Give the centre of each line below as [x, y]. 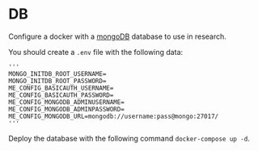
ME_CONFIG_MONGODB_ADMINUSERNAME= [67, 102]
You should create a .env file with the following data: [96, 52]
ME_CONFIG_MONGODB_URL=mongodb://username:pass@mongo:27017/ [114, 116]
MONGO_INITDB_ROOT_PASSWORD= [57, 81]
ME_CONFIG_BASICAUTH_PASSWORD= [61, 95]
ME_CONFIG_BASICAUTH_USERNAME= [61, 88]
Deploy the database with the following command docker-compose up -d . [129, 138]
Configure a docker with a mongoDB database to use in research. [117, 36]
